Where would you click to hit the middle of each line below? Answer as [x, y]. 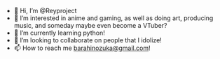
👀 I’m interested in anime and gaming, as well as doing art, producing [114, 18]
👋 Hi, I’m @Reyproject [45, 11]
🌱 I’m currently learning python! [59, 33]
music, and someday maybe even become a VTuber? [90, 25]
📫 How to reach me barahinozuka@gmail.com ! [82, 48]
